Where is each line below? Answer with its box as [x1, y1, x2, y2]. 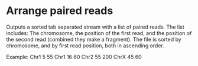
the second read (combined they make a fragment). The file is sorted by [6, 36, 181, 43]
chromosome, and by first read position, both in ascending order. [6, 42, 164, 49]
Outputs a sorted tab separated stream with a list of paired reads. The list [6, 23, 184, 30]
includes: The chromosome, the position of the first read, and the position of [6, 29, 192, 36]
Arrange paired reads [6, 4, 113, 18]
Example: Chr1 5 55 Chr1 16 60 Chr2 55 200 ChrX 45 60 [6, 53, 142, 60]
